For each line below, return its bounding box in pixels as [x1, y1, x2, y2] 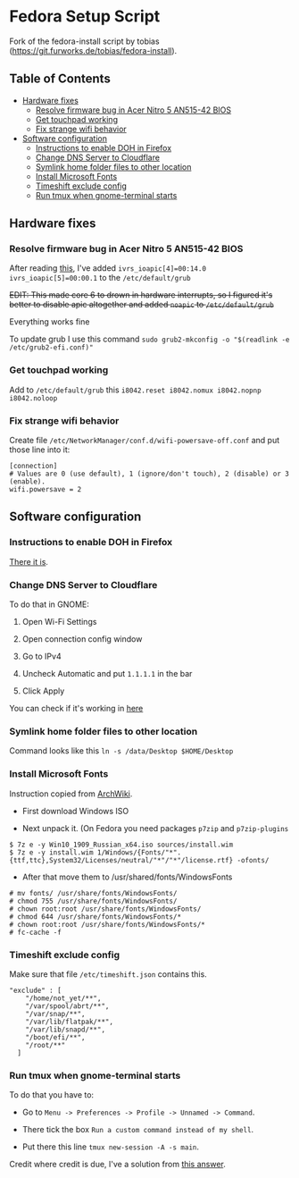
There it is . [9, 556, 49, 567]
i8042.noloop [9, 393, 58, 403]
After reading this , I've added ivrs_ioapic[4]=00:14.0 [9, 263, 207, 273]
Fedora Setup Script [9, 6, 161, 27]
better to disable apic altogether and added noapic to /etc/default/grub [9, 299, 274, 310]
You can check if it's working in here [9, 703, 144, 714]
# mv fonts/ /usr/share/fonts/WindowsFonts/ [9, 888, 178, 897]
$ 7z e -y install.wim [9, 847, 94, 857]
